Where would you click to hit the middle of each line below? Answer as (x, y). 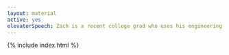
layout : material (32, 13)
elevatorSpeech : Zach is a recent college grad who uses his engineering (115, 26)
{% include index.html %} (43, 45)
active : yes (24, 20)
